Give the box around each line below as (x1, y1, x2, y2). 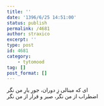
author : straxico (7, 31, 50, 37)
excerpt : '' (7, 37, 36, 43)
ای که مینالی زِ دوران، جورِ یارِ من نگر (7, 86, 88, 93)
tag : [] (7, 64, 26, 71)
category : (7, 53, 32, 59)
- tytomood (17, 59, 45, 65)
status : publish (7, 20, 47, 26)
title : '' (7, 8, 32, 15)
